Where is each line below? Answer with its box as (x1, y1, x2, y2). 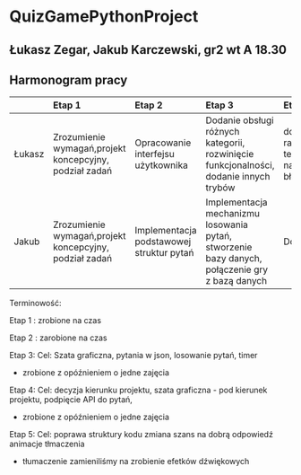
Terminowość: (9, 298, 62, 309)
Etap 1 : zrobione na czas (9, 315, 101, 326)
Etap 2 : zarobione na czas (9, 332, 107, 343)
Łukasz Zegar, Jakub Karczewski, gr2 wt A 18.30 (9, 42, 287, 57)
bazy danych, (205, 252, 262, 265)
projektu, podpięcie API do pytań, (9, 394, 133, 405)
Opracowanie (134, 136, 192, 149)
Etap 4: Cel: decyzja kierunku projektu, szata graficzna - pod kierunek (9, 384, 268, 396)
